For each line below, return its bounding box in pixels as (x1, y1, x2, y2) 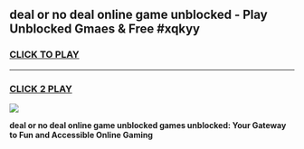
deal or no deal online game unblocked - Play (9, 7, 269, 23)
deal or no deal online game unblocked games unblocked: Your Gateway (9, 119, 287, 130)
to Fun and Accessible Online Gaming (9, 129, 154, 140)
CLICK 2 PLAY (9, 82, 72, 95)
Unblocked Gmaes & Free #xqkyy (9, 22, 201, 37)
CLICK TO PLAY (9, 49, 80, 61)
